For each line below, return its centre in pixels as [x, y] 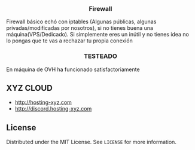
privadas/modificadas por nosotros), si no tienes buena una [80, 28]
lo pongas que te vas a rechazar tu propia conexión [69, 41]
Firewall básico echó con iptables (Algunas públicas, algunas [81, 22]
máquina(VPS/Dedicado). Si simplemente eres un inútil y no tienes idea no [98, 35]
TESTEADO [100, 56]
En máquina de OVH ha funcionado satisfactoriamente [73, 69]
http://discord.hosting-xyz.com [53, 109]
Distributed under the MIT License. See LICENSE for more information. [91, 142]
